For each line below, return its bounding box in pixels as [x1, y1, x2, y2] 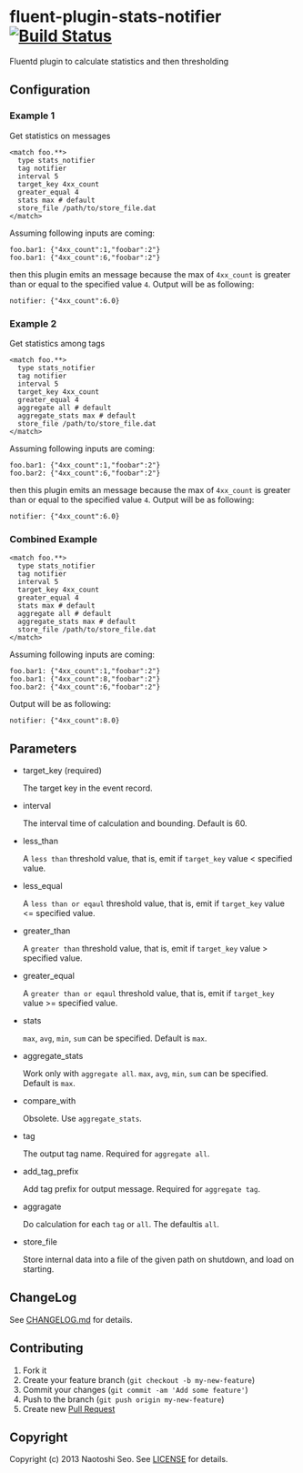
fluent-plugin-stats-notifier [9, 6, 222, 27]
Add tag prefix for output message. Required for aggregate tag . [22, 1184, 261, 1195]
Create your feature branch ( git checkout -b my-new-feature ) [22, 1374, 256, 1385]
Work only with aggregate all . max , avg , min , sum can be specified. [22, 1068, 268, 1079]
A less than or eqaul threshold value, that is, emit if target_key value [22, 898, 285, 909]
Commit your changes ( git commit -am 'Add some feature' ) [22, 1384, 248, 1395]
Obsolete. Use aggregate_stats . [22, 1113, 143, 1125]
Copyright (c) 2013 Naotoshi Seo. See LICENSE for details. [9, 1454, 228, 1465]
